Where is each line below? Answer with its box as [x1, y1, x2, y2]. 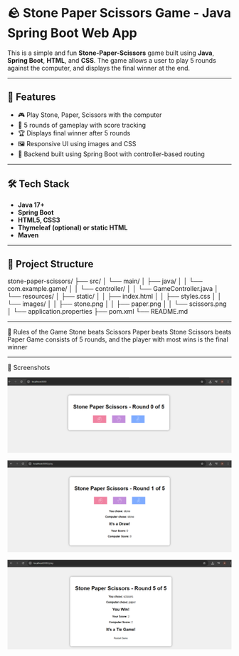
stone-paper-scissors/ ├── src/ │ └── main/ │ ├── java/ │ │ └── [7, 277, 203, 285]
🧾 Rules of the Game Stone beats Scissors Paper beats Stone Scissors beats [7, 328, 232, 337]
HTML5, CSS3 [17, 215, 60, 224]
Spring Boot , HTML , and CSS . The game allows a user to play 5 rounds [7, 56, 217, 64]
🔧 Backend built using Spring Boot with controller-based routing [17, 150, 205, 158]
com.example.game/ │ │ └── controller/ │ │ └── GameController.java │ [7, 285, 219, 293]
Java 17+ [17, 200, 45, 209]
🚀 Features [7, 91, 56, 103]
